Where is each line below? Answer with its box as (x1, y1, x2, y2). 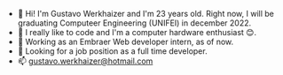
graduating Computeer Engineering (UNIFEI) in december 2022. (17, 18, 252, 28)
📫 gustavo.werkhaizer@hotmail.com (17, 56, 153, 66)
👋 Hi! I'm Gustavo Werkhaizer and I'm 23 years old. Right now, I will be (17, 9, 275, 19)
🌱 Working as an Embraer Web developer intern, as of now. (17, 36, 234, 47)
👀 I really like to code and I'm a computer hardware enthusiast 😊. (17, 27, 257, 37)
